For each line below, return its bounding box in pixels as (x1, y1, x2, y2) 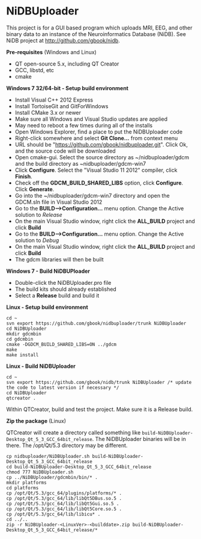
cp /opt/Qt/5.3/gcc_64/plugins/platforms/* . (6, 490, 122, 496)
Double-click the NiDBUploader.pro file (14, 279, 112, 286)
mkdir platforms (6, 480, 47, 486)
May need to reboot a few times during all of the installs (14, 121, 153, 129)
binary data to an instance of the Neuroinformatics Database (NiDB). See (6, 30, 186, 37)
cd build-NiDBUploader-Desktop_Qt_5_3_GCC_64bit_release (6, 464, 152, 470)
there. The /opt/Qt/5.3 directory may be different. (6, 442, 128, 449)
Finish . (14, 172, 32, 180)
